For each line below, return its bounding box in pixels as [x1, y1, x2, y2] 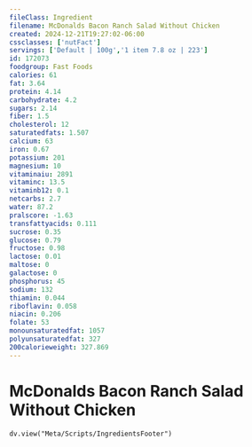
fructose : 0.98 [9, 244, 66, 253]
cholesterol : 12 [9, 121, 69, 129]
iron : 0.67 [9, 145, 50, 153]
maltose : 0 [9, 261, 50, 270]
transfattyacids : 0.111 [9, 219, 98, 228]
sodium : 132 [9, 285, 53, 294]
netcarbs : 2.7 [9, 194, 62, 204]
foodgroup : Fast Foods [9, 63, 93, 72]
